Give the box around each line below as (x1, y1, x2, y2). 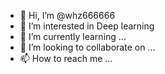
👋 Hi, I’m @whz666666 (19, 10, 116, 21)
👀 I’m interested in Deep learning (19, 20, 155, 32)
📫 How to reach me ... (19, 53, 113, 64)
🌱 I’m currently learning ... (19, 31, 127, 42)
